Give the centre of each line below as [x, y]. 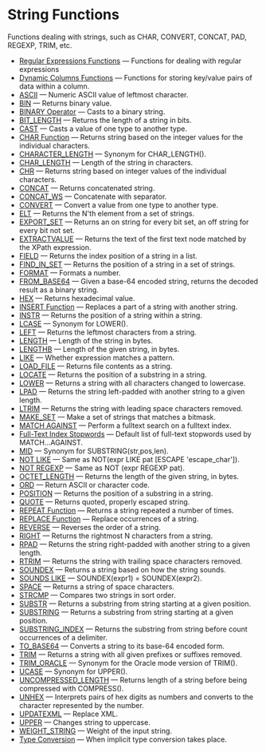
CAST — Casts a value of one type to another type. [103, 129]
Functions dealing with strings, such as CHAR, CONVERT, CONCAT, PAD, [127, 37]
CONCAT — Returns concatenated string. [87, 188]
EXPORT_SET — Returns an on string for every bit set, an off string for [134, 222]
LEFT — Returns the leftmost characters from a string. [108, 332]
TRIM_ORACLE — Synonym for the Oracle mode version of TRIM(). [128, 663]
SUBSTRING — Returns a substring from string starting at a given [126, 611]
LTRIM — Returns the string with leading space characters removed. [131, 408]
